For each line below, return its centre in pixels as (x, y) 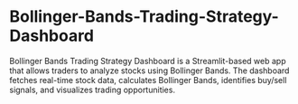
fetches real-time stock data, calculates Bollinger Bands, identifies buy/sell (148, 80)
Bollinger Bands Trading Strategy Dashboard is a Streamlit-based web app (148, 61)
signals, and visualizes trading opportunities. (93, 90)
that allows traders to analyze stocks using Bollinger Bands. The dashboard (149, 71)
